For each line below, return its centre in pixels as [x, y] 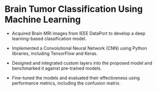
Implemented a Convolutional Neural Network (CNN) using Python [79, 48]
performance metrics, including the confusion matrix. [66, 83]
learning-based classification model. [49, 39]
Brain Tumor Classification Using [74, 9]
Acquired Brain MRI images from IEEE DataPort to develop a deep [78, 33]
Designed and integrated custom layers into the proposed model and [82, 63]
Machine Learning [43, 20]
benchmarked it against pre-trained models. [57, 68]
